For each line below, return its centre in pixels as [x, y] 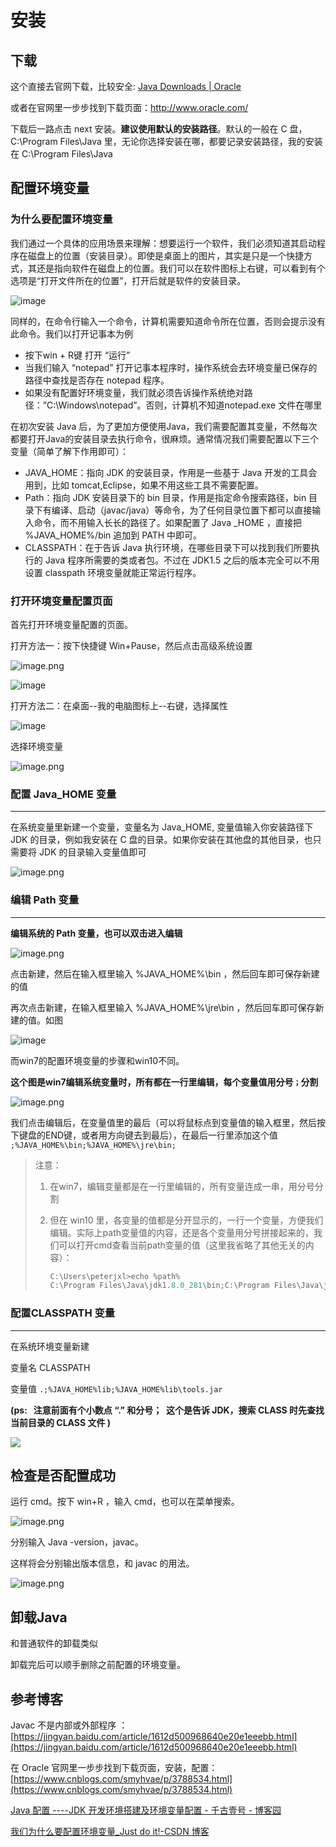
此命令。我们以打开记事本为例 [71, 333]
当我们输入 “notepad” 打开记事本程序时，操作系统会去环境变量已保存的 [171, 367]
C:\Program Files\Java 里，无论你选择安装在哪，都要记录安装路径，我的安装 [166, 141]
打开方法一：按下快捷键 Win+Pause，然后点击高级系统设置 [131, 645]
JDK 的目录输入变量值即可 [92, 852]
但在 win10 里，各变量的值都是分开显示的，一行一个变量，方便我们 [186, 1220]
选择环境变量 [36, 746]
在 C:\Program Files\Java [61, 154]
